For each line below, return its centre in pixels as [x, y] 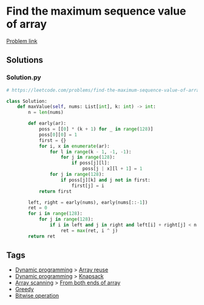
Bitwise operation [37, 296]
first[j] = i [88, 186]
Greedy [25, 289]
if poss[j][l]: [91, 163]
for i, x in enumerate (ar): [74, 146]
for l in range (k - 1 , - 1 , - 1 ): [90, 152]
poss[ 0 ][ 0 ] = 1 [58, 135]
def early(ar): [47, 124]
